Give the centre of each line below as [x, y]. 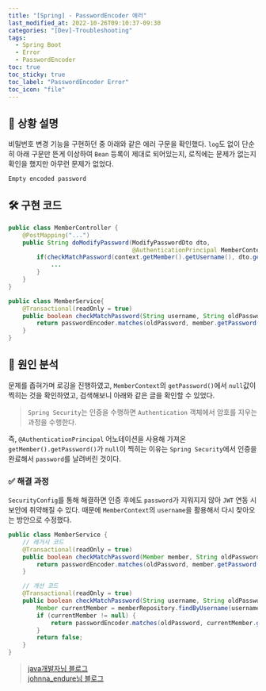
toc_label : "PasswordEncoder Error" [68, 82]
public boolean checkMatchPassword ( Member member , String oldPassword [141, 557]
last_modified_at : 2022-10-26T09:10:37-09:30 [84, 23]
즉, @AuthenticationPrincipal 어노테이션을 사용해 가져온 [97, 439]
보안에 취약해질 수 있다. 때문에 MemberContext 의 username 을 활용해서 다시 [122, 510]
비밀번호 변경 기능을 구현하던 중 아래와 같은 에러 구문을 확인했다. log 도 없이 [124, 144]
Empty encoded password [47, 179]
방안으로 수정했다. [44, 520]
